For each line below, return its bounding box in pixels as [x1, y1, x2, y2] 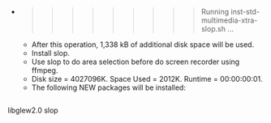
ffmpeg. [31, 66, 58, 75]
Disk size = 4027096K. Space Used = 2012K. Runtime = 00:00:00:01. [31, 74, 263, 83]
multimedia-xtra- [200, 15, 258, 25]
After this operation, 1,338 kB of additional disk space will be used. [31, 40, 255, 49]
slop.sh [200, 24, 226, 33]
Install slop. [31, 49, 71, 57]
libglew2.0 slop [7, 105, 58, 115]
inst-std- [230, 7, 260, 16]
